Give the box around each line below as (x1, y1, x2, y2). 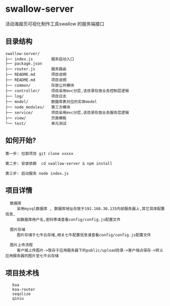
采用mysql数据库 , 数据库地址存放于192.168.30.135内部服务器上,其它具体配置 (16, 206, 165, 212)
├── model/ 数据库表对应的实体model (5, 99, 97, 104)
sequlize (12, 292, 31, 297)
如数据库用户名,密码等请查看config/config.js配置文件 (16, 217, 121, 222)
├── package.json (5, 61, 42, 66)
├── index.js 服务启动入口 (5, 56, 74, 62)
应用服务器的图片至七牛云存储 (5, 253, 59, 259)
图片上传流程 (10, 242, 33, 248)
